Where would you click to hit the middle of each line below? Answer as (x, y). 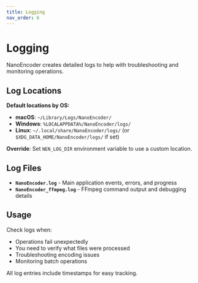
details (24, 196)
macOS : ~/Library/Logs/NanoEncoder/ (63, 118)
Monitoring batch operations (51, 261)
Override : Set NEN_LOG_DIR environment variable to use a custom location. (99, 149)
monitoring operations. (35, 72)
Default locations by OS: (38, 105)
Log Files (24, 168)
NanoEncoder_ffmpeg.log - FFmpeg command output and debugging (101, 189)
